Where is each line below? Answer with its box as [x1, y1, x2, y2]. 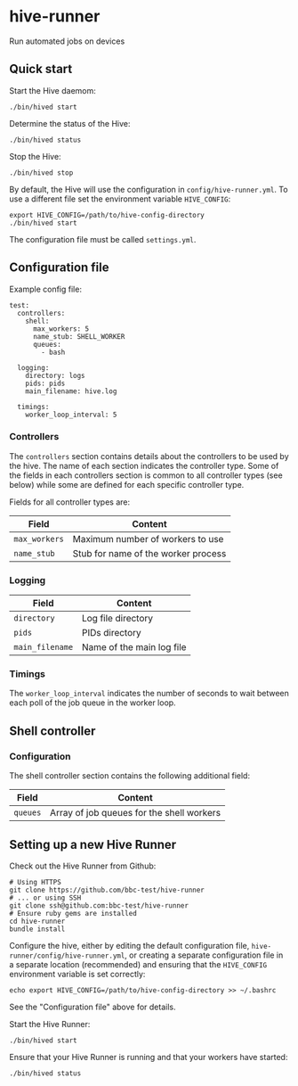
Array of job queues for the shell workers [50, 807, 221, 819]
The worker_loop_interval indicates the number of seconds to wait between [9, 688, 289, 699]
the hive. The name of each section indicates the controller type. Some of [9, 460, 279, 471]
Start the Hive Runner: [9, 1018, 91, 1029]
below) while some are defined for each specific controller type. [9, 479, 245, 490]
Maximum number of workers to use [72, 532, 224, 545]
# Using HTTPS [9, 877, 62, 886]
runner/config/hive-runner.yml [9, 951, 125, 960]
